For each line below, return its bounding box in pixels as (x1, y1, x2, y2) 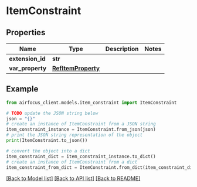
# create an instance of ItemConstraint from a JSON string (6, 121, 157, 127)
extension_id (9, 55, 46, 63)
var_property (9, 64, 47, 72)
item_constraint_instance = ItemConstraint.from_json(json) (6, 127, 157, 132)
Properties (6, 28, 46, 38)
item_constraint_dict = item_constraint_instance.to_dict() (6, 154, 157, 159)
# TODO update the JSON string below (6, 110, 98, 116)
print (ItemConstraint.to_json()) (6, 138, 88, 144)
